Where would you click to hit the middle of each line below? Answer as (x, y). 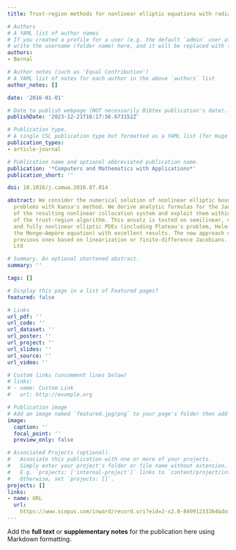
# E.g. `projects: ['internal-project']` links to (86, 472)
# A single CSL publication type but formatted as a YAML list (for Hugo (118, 136)
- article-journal (34, 149)
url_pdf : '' (25, 316)
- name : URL (25, 499)
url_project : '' (31, 343)
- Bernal (20, 59)
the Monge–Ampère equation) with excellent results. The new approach (119, 233)
